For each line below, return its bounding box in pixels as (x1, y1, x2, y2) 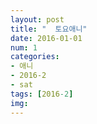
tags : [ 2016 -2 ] (10, 89, 74, 99)
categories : (10, 52, 60, 62)
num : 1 (10, 42, 38, 53)
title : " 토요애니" (10, 24, 88, 34)
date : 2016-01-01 (10, 33, 83, 43)
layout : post (10, 14, 65, 25)
